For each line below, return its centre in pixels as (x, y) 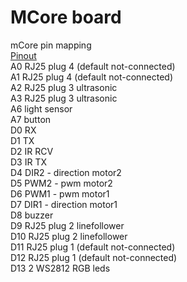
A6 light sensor (41, 108)
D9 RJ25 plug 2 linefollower (67, 225)
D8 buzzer (32, 215)
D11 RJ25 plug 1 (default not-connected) (93, 247)
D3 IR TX (28, 162)
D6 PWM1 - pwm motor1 (60, 193)
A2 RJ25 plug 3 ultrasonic (64, 87)
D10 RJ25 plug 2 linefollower (69, 236)
